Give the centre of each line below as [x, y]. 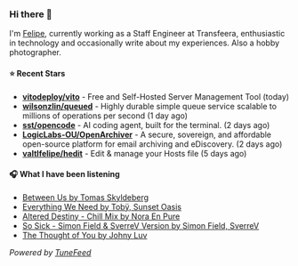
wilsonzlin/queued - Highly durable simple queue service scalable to [149, 106]
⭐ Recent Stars [37, 73]
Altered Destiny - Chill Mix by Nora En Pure [101, 216]
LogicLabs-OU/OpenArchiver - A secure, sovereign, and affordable [147, 134]
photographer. [36, 52]
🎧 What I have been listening [64, 174]
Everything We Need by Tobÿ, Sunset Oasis [102, 206]
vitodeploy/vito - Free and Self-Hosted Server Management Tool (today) [156, 96]
